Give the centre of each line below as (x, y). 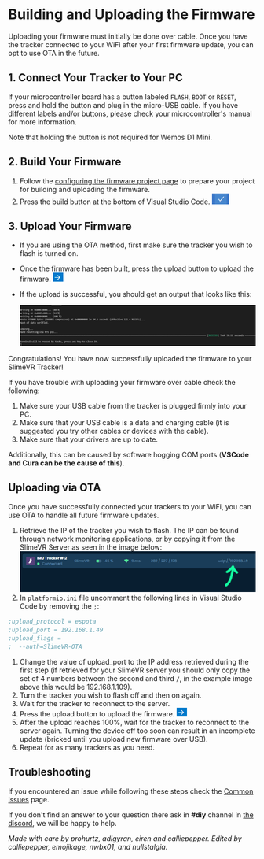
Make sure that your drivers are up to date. (89, 439)
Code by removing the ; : (59, 606)
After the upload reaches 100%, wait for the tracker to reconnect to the (134, 722)
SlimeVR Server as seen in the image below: (91, 547)
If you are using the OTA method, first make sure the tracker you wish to (136, 245)
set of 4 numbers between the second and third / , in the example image (136, 678)
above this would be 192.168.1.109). (76, 687)
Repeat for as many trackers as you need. (87, 747)
